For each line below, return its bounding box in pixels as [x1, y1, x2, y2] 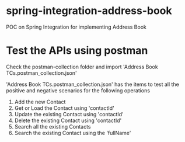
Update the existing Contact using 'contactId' [14, 110, 124, 117]
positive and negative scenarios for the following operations [6, 86, 151, 94]
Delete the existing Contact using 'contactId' [14, 117, 122, 124]
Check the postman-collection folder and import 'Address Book [6, 63, 159, 70]
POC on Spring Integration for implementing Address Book [6, 23, 147, 30]
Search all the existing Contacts [14, 123, 91, 130]
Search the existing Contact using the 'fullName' [14, 129, 131, 136]
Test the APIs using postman [6, 44, 148, 57]
